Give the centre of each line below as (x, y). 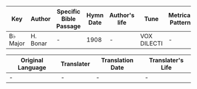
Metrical (180, 15)
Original (32, 60)
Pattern (180, 23)
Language (32, 68)
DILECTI (152, 43)
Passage (69, 26)
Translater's (166, 60)
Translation (117, 60)
